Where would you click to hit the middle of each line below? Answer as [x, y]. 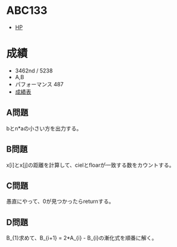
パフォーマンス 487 [39, 84]
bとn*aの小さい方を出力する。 [44, 128]
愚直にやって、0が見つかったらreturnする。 [60, 201]
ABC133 [27, 11]
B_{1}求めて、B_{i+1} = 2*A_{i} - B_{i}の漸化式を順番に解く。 [82, 238]
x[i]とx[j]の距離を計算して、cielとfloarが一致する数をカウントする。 [90, 165]
